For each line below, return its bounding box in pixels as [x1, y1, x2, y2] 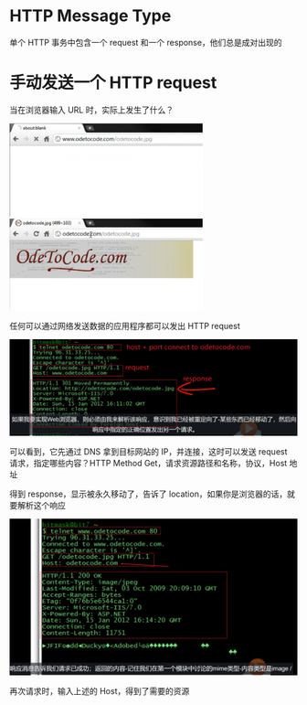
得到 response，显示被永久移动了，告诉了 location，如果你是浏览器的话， [9, 488, 288, 499]
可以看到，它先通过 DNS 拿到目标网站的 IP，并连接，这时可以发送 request [9, 446, 288, 457]
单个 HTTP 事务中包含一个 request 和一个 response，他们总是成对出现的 [9, 37, 282, 48]
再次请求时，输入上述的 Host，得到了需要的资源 [9, 685, 190, 696]
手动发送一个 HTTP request [9, 72, 217, 93]
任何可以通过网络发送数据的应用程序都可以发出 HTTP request [9, 321, 240, 332]
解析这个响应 [16, 500, 66, 511]
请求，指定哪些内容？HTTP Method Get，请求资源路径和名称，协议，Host [9, 458, 288, 469]
